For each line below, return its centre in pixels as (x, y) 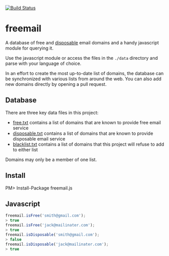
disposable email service (39, 138)
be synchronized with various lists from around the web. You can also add (83, 79)
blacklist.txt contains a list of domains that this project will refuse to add (88, 144)
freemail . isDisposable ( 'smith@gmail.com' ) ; (52, 235)
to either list (25, 149)
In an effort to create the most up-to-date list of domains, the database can (84, 73)
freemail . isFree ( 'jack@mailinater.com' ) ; (50, 225)
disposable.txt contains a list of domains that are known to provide (83, 133)
